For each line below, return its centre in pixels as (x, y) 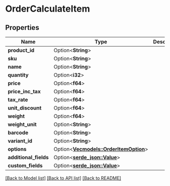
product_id (21, 50)
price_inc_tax (24, 91)
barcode (18, 133)
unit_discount (25, 108)
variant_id (20, 141)
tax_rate (18, 100)
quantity (18, 75)
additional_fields (28, 157)
